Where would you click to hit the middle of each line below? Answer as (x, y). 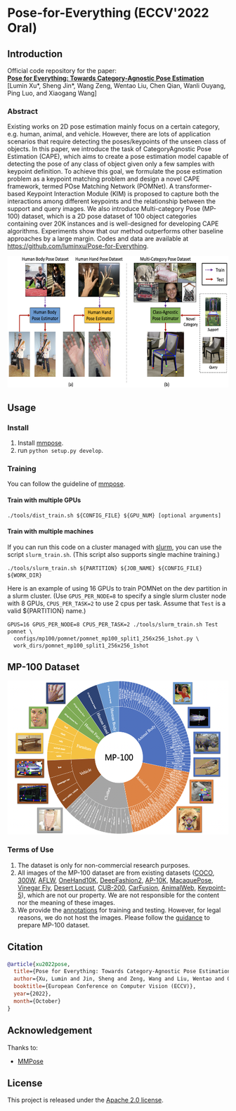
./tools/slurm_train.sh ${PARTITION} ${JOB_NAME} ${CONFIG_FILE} (105, 568)
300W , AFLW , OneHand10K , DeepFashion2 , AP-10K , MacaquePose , (115, 880)
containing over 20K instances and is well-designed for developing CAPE (113, 224)
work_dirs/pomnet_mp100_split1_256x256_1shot (81, 646)
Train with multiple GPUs (44, 500)
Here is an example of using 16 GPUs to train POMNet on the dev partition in (117, 588)
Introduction (35, 54)
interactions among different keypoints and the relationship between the (112, 201)
